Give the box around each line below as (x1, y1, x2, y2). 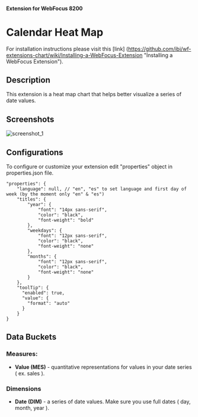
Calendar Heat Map (6, 26, 104, 39)
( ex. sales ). (14, 369, 45, 377)
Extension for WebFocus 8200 (6, 5, 83, 12)
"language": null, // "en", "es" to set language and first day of (17, 186, 187, 192)
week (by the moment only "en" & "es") (6, 191, 105, 197)
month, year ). (14, 404, 49, 411)
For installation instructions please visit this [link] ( (6, 45, 129, 52)
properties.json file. (6, 169, 54, 176)
